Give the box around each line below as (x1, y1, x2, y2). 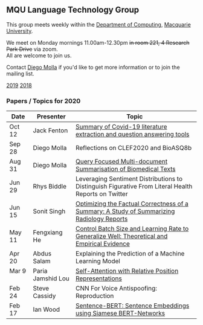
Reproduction (75, 292, 114, 300)
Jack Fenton (33, 126, 68, 135)
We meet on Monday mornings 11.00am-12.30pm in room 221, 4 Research (6, 39, 190, 46)
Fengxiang (33, 228, 63, 237)
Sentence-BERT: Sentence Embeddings (75, 301, 190, 310)
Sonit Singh (33, 207, 66, 216)
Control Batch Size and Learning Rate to (75, 225, 189, 233)
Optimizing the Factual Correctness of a (75, 199, 188, 208)
